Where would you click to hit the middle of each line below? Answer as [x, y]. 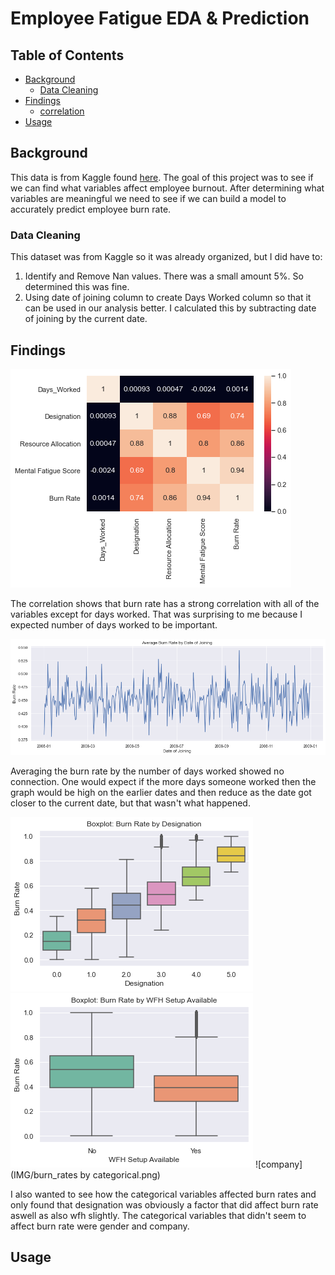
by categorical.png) [120, 1174]
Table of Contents [67, 55]
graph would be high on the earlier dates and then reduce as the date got [161, 792]
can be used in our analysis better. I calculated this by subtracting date [170, 308]
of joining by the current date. [86, 319]
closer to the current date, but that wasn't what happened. [130, 803]
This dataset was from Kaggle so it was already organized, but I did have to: [166, 257]
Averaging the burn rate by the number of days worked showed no [147, 771]
